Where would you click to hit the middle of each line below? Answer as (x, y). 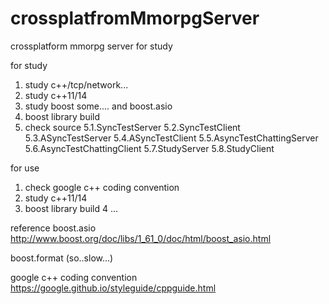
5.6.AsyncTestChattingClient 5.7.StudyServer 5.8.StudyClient (149, 148)
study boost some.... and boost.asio (98, 106)
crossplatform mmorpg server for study (91, 46)
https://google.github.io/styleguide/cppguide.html (113, 288)
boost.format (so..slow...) (62, 258)
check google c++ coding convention (102, 187)
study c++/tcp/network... (76, 84)
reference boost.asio (53, 228)
